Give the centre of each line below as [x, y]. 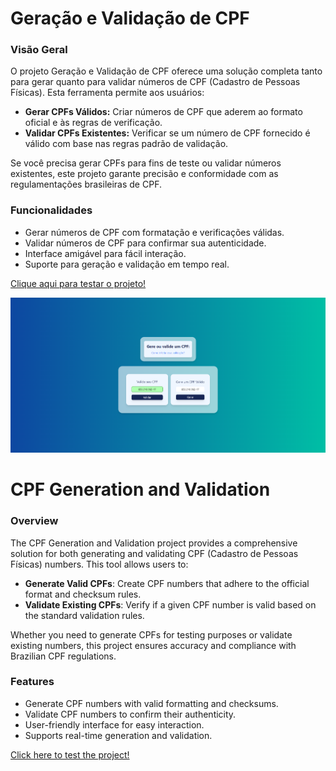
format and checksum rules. [83, 594]
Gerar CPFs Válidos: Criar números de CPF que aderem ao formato [163, 112]
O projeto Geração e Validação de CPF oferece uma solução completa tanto [166, 71]
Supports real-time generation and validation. [118, 735]
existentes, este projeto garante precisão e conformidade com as [144, 174]
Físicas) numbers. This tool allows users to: [99, 564]
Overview [34, 521]
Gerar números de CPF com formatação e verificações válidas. [154, 232]
